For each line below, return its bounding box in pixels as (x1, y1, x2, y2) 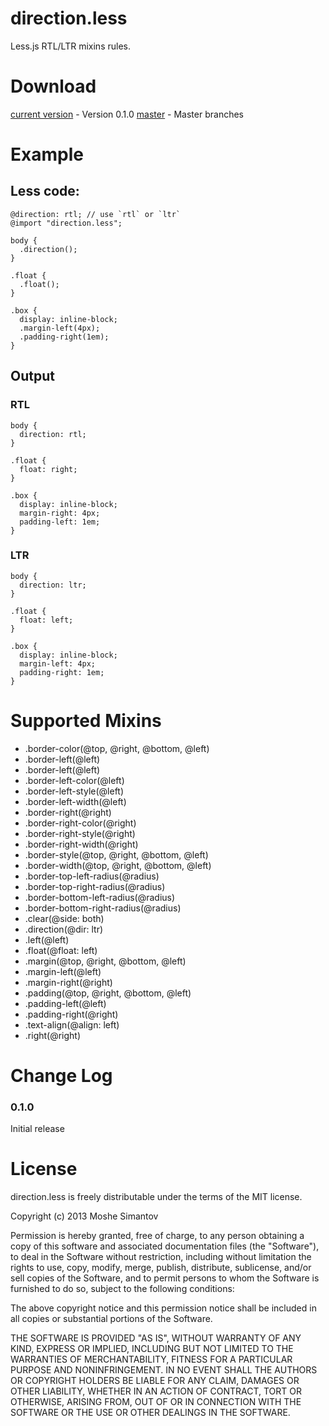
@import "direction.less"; (10, 218, 123, 228)
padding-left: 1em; (19, 517, 101, 527)
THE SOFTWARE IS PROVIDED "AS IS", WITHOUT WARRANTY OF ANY (10, 1332, 302, 1344)
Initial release (10, 1123, 65, 1135)
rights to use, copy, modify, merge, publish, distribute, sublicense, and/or (10, 1262, 312, 1274)
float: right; (19, 464, 78, 474)
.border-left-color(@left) (24, 774, 125, 786)
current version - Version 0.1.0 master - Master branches (10, 108, 244, 120)
